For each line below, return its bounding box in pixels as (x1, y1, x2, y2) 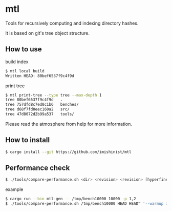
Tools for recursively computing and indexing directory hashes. (5, 20, 139, 26)
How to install (5, 136, 50, 144)
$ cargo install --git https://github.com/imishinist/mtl (5, 149, 132, 155)
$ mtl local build (5, 68, 45, 73)
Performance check (5, 163, 70, 172)
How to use (5, 45, 42, 54)
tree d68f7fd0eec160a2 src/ (5, 107, 70, 112)
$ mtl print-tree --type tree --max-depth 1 (5, 92, 102, 98)
